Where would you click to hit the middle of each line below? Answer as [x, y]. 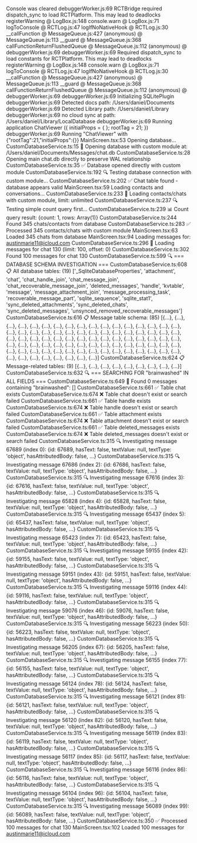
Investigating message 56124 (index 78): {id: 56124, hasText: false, [87, 683]
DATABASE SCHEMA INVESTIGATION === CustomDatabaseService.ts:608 [97, 264]
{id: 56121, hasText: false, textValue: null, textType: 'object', [77, 705]
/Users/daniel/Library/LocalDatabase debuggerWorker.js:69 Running [89, 121]
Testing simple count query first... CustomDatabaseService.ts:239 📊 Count [98, 209]
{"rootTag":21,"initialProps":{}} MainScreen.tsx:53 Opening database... [91, 140]
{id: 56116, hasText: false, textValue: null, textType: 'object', [77, 778]
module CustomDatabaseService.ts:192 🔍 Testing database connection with [99, 172]
